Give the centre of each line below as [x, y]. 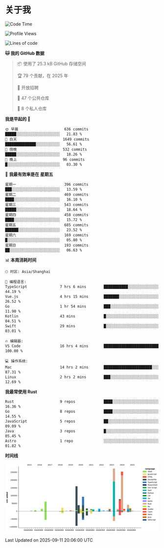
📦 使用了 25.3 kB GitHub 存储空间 [52, 63]
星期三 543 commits [47, 204]
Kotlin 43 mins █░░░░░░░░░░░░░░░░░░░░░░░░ [82, 316]
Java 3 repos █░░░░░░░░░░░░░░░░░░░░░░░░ [82, 431]
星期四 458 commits [47, 215]
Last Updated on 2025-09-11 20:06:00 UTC [49, 540]
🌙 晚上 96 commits [45, 159]
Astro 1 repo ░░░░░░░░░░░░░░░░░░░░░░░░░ [82, 441]
